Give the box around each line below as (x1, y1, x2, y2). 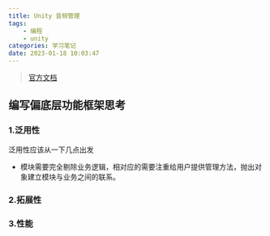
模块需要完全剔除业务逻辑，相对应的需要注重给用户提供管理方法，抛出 (19, 162, 255, 171)
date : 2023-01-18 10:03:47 (8, 49, 100, 57)
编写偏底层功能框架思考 (8, 99, 126, 112)
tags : (8, 19, 27, 27)
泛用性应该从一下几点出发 (8, 145, 94, 154)
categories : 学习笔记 (8, 42, 77, 50)
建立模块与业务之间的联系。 (27, 171, 120, 182)
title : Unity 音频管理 (8, 11, 80, 20)
